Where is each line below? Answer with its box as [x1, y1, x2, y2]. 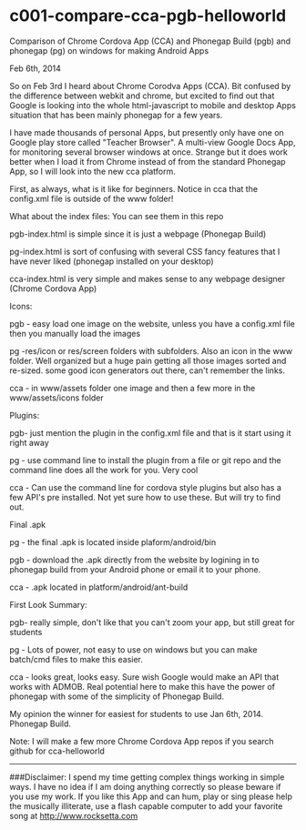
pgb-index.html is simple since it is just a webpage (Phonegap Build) [9, 228, 267, 239]
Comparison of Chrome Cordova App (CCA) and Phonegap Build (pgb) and [9, 35, 291, 46]
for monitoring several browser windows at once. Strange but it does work [9, 147, 289, 157]
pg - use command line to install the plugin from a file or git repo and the [9, 454, 281, 465]
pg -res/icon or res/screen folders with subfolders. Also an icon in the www [9, 345, 293, 356]
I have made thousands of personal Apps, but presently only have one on [9, 127, 284, 137]
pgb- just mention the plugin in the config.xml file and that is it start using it [9, 427, 291, 438]
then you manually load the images [9, 328, 141, 339]
